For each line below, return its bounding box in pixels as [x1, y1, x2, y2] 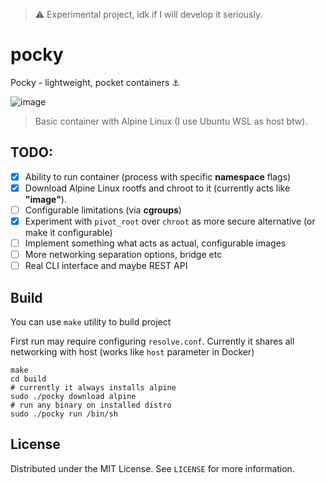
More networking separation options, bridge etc [24, 249, 223, 261]
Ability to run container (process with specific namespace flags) [24, 170, 292, 183]
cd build [10, 374, 47, 384]
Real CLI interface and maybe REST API [24, 260, 188, 272]
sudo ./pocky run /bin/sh [10, 409, 118, 419]
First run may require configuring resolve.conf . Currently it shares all [10, 335, 295, 347]
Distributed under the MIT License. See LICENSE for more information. [10, 462, 295, 474]
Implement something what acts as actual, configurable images [24, 237, 287, 249]
